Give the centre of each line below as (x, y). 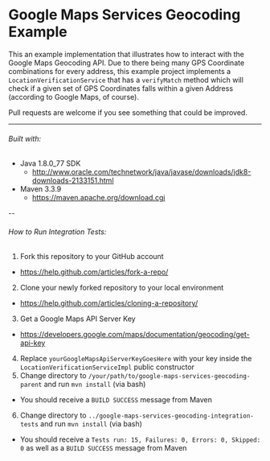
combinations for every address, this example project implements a (120, 71)
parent (31, 385)
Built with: (25, 138)
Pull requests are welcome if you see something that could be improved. (128, 112)
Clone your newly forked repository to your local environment (122, 288)
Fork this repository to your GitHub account (92, 257)
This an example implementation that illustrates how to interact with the (127, 54)
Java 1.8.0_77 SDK (50, 163)
